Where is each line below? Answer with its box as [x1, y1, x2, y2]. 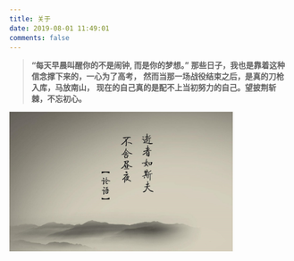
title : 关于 [9, 14, 51, 23]
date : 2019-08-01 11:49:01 [9, 23, 110, 33]
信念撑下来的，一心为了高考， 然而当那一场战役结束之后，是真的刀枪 [30, 72, 284, 82]
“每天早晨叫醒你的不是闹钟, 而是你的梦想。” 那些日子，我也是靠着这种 [30, 60, 286, 71]
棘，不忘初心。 [30, 94, 87, 105]
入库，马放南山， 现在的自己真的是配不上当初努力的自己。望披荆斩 [30, 82, 277, 93]
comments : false [9, 33, 70, 42]
